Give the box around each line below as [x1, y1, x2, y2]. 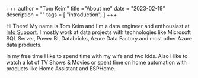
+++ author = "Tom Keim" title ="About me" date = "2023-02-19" [6, 5, 165, 12]
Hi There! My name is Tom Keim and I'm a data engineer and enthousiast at [6, 23, 190, 29]
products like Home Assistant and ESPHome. [6, 65, 116, 72]
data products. [6, 41, 42, 48]
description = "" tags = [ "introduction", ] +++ [6, 11, 117, 18]
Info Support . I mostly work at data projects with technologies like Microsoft [6, 29, 191, 36]
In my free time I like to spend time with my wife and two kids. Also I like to [6, 53, 188, 59]
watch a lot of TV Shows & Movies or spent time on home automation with [6, 59, 187, 66]
